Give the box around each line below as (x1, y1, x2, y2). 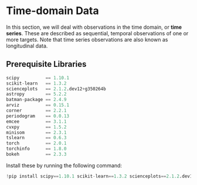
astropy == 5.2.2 (6, 91, 67, 97)
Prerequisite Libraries (6, 59, 87, 69)
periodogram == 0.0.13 (6, 113, 69, 119)
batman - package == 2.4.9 (6, 97, 67, 103)
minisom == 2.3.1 (6, 129, 67, 136)
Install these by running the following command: (6, 162, 122, 169)
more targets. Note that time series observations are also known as (6, 36, 168, 43)
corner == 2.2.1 (6, 107, 67, 113)
